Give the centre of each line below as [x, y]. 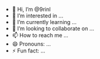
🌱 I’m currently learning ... [44, 22]
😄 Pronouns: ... [32, 44]
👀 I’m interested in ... [38, 16]
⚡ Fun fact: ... [28, 51]
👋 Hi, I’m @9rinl [31, 9]
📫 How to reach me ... [40, 35]
